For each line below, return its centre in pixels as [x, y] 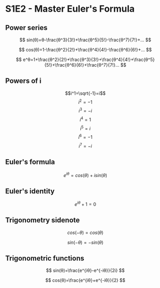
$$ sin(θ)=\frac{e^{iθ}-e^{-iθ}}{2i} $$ [85, 271]
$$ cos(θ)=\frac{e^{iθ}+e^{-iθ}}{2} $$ [85, 280]
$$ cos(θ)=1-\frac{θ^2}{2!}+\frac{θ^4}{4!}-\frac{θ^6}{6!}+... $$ [85, 50]
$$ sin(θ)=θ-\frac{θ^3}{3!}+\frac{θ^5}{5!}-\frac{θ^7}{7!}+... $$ [85, 40]
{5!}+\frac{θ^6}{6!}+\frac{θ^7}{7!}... [82, 65]
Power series [26, 28]
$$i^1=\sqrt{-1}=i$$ [85, 93]
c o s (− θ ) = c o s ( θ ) [85, 233]
